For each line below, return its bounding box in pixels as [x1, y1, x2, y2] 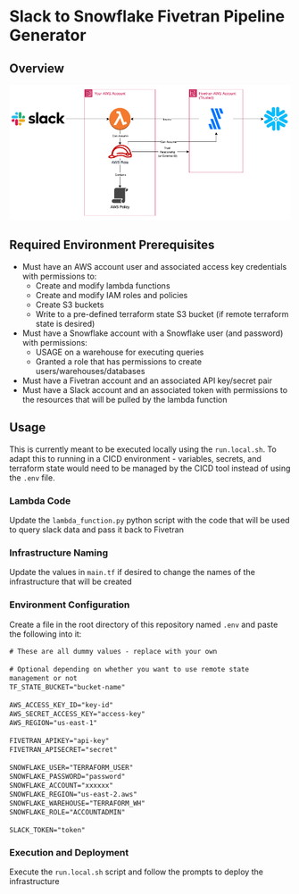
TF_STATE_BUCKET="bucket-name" [9, 682, 126, 691]
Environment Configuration [9, 598, 130, 611]
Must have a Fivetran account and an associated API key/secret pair [21, 375, 272, 386]
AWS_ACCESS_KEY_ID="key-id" [9, 700, 114, 709]
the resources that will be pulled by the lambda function [21, 394, 228, 405]
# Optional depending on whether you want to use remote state [9, 664, 250, 673]
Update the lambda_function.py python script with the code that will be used [9, 514, 290, 525]
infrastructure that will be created [9, 576, 132, 587]
